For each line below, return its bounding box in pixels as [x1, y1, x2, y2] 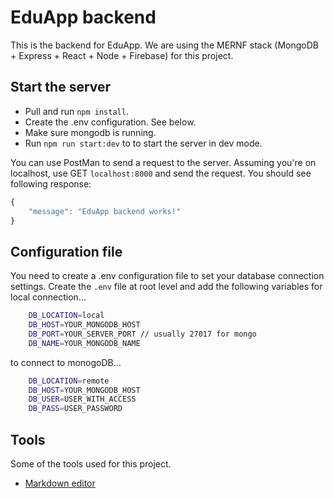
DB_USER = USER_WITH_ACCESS [28, 394, 137, 405]
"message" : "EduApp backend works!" [28, 206, 182, 216]
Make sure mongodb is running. [24, 126, 157, 138]
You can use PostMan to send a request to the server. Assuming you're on [10, 156, 317, 168]
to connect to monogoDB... [10, 356, 122, 368]
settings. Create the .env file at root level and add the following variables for [10, 281, 323, 293]
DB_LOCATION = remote [28, 376, 110, 386]
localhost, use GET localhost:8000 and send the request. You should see [10, 167, 312, 179]
